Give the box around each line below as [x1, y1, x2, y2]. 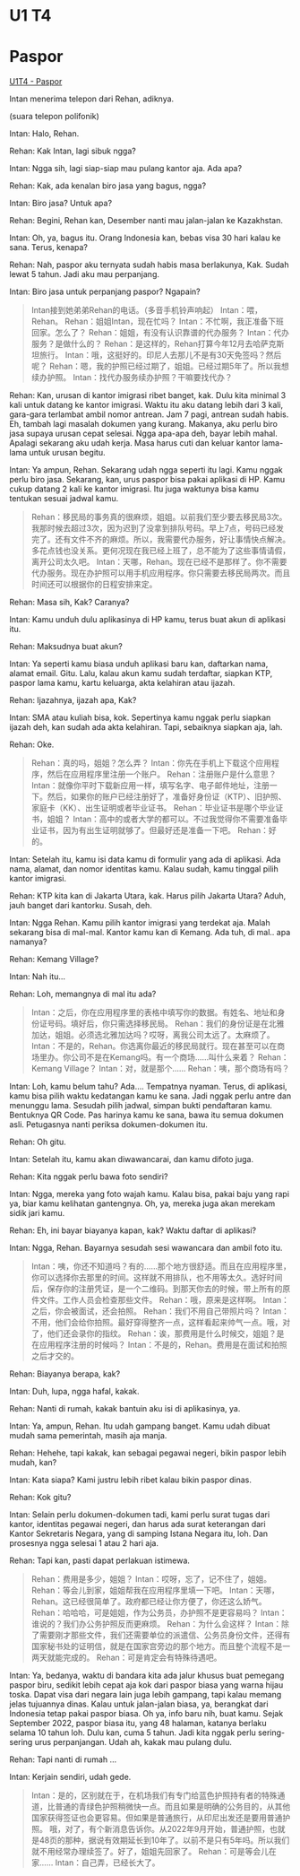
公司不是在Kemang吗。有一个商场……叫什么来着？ [70, 1052, 256, 1063]
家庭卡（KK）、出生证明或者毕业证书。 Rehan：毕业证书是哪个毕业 [30, 803, 276, 813]
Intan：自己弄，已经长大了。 [55, 1857, 160, 1868]
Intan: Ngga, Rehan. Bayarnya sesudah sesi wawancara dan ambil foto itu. [9, 1243, 283, 1254]
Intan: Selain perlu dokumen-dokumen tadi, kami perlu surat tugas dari [9, 1509, 270, 1520]
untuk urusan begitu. [29, 447, 106, 458]
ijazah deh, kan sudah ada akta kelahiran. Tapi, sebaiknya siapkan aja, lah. [9, 722, 283, 733]
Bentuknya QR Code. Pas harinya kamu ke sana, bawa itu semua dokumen [9, 1109, 284, 1121]
